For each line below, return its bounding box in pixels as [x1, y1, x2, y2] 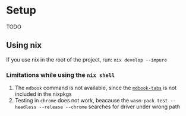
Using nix [6, 40, 42, 50]
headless [14, 104, 37, 110]
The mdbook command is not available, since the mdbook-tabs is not [14, 84, 177, 92]
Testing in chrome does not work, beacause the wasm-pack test [14, 97, 168, 104]
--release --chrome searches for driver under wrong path [39, 103, 180, 110]
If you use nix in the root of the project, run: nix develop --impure [6, 56, 168, 63]
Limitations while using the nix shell [6, 70, 115, 79]
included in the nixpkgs [14, 91, 72, 98]
